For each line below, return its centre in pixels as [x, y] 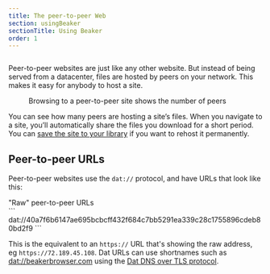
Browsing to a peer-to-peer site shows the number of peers [128, 101]
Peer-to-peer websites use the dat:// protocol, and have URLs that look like [135, 179]
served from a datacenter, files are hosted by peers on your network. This [131, 77]
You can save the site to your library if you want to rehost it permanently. [129, 134]
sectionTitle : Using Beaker [56, 31]
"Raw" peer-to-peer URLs [51, 203]
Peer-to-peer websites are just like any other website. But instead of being [132, 68]
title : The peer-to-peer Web [57, 16]
